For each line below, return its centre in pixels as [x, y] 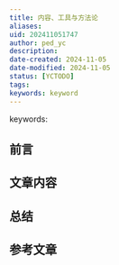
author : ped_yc [38, 43]
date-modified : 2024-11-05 [60, 69]
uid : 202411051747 [44, 34]
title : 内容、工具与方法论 [54, 18]
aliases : [26, 26]
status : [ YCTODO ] [42, 77]
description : [34, 51]
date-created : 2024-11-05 [58, 59]
